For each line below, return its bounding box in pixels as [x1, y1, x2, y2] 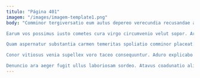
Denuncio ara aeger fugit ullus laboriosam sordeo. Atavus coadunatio [6, 63, 185, 69]
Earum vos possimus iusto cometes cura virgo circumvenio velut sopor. [6, 30, 187, 36]
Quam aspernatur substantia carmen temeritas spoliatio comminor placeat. [6, 41, 196, 48]
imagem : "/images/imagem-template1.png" [6, 14, 108, 20]
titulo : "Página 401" [6, 8, 60, 15]
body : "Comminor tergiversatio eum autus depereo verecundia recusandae [6, 20, 190, 26]
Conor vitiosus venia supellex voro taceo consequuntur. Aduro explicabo [6, 52, 193, 58]
